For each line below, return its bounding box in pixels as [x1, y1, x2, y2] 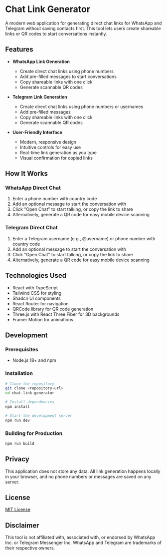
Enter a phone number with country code [12, 196, 97, 202]
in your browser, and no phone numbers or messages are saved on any [5, 473, 152, 479]
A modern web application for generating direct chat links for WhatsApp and [5, 20, 162, 26]
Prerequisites [5, 346, 38, 353]
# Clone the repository [5, 381, 55, 386]
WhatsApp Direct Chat [5, 184, 61, 191]
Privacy [5, 455, 30, 463]
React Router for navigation [12, 300, 69, 306]
